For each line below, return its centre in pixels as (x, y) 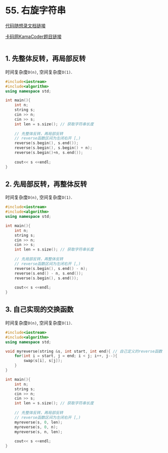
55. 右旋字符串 (36, 10)
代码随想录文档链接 (26, 26)
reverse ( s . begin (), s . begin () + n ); (54, 148)
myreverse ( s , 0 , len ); (39, 422)
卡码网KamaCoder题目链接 (34, 36)
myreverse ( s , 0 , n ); (36, 427)
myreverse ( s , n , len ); (39, 432)
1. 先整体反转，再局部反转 (45, 59)
